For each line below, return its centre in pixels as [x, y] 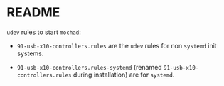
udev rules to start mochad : [44, 32]
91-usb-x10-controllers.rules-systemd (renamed [89, 67]
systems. [30, 53]
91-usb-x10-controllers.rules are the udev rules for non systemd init [117, 45]
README [33, 12]
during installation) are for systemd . [124, 75]
